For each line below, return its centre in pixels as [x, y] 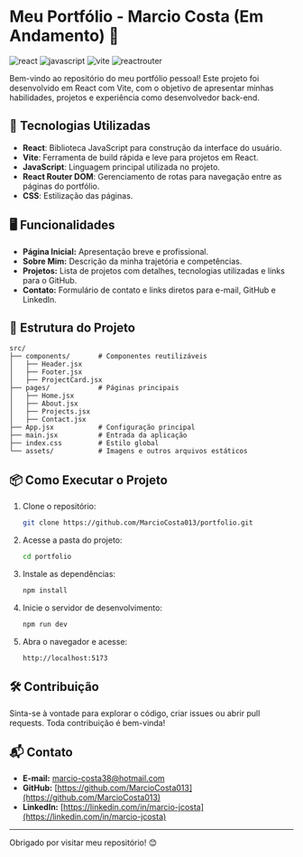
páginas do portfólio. [61, 186]
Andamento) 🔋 [64, 36]
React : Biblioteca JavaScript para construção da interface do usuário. [152, 147]
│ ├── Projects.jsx [50, 412]
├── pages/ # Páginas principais [94, 388]
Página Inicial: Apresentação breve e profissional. [115, 251]
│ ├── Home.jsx [42, 396]
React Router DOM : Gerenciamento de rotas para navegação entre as [152, 176]
